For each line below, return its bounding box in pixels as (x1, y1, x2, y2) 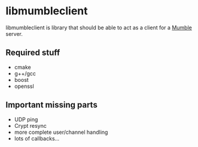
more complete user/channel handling (14, 128, 108, 136)
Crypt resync (14, 122, 47, 129)
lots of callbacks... (14, 134, 60, 142)
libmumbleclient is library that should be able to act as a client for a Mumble (5, 24, 192, 31)
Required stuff (5, 48, 60, 58)
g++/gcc (14, 70, 36, 77)
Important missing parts (5, 100, 98, 110)
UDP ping (14, 115, 38, 123)
